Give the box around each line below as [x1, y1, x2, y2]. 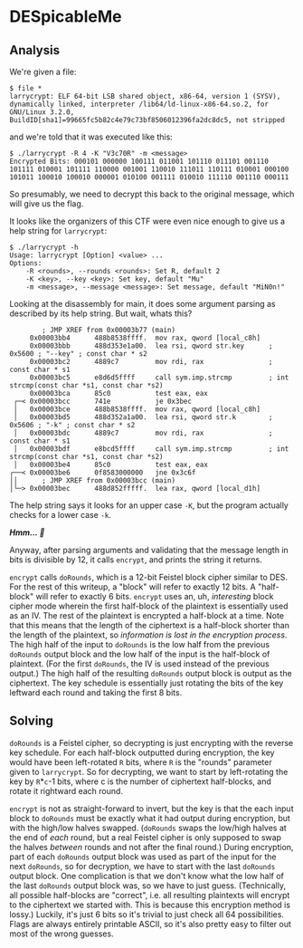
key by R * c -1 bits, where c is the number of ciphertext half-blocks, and [9, 776, 271, 787]
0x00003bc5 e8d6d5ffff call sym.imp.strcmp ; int [29, 373, 289, 382]
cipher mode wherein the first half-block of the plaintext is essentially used [9, 600, 289, 611]
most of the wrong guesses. [9, 928, 115, 939]
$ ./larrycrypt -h [9, 243, 79, 252]
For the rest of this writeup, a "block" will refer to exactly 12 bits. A [9, 581, 256, 592]
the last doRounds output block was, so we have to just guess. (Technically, [9, 880, 287, 891]
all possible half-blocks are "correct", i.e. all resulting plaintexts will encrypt [9, 889, 290, 900]
